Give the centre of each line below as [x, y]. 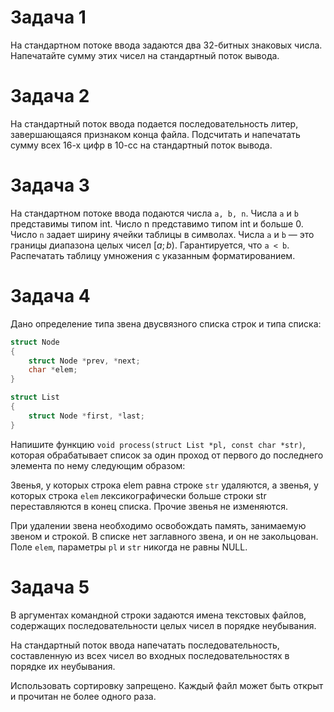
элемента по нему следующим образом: [98, 465]
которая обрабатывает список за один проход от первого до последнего [167, 455]
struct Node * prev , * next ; [84, 361]
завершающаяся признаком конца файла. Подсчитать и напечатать [155, 134]
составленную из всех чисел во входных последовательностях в [150, 655]
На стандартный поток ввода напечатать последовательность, [145, 645]
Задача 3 [50, 185]
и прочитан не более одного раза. [83, 696]
